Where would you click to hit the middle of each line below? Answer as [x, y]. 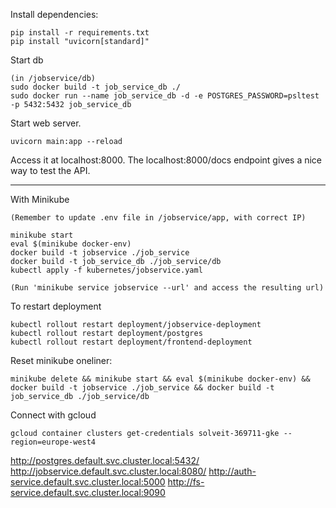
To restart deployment [56, 306]
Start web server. [46, 123]
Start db [27, 60]
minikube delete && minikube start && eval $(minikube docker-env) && [160, 379]
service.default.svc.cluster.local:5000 [88, 482]
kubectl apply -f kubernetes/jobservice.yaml [106, 270]
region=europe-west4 [53, 442]
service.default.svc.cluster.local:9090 [88, 492]
